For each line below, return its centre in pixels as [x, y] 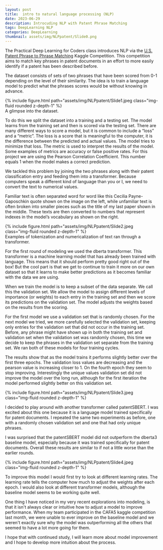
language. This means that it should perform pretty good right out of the [77, 262]
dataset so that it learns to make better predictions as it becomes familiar [78, 272]
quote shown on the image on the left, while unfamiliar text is [91, 201]
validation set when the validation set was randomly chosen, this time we [78, 337]
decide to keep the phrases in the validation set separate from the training [79, 342]
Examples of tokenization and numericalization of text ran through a [73, 236]
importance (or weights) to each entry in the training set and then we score [80, 297]
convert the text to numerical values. [42, 187]
